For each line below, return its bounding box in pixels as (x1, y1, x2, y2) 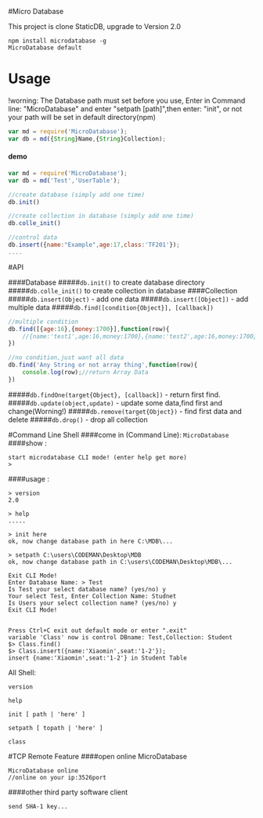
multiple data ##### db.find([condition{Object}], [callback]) (8, 302, 214, 312)
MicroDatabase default (8, 44, 82, 52)
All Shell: (8, 667, 37, 677)
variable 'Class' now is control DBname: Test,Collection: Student (8, 633, 233, 642)
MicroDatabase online (8, 766, 79, 775)
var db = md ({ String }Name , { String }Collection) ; (8, 135, 167, 143)
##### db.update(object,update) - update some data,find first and (8, 398, 223, 407)
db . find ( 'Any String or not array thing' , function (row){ (8, 361, 198, 369)
